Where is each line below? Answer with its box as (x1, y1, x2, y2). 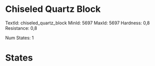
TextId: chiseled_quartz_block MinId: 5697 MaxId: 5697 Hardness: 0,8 (5, 20, 150, 26)
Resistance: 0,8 (5, 25, 37, 31)
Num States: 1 (5, 35, 34, 41)
